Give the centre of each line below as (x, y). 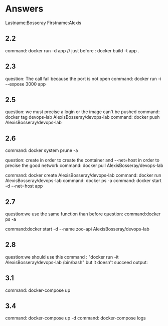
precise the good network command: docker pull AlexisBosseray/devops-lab (84, 166)
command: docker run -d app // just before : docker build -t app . (72, 50)
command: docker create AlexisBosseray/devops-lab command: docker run (83, 175)
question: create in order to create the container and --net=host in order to (82, 160)
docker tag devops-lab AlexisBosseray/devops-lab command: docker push (82, 117)
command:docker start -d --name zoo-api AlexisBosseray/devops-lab (77, 229)
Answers (24, 9)
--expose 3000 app (26, 84)
